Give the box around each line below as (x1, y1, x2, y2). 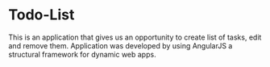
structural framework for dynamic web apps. (8, 49, 156, 59)
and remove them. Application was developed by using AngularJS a (8, 40, 233, 50)
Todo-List (8, 6, 75, 24)
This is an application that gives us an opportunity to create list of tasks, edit (8, 32, 262, 42)
